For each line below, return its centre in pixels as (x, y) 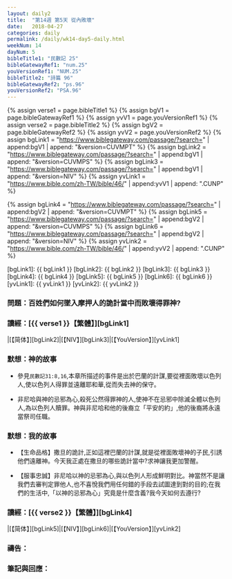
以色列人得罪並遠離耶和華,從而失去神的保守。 (95, 384)
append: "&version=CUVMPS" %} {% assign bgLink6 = (86, 227)
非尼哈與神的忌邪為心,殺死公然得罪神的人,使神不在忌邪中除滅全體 (109, 399)
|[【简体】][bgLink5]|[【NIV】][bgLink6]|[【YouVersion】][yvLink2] (94, 529)
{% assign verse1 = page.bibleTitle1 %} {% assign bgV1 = (88, 111)
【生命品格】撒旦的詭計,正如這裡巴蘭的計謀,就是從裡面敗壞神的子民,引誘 (119, 452)
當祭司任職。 (35, 416)
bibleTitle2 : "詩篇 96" (40, 78)
